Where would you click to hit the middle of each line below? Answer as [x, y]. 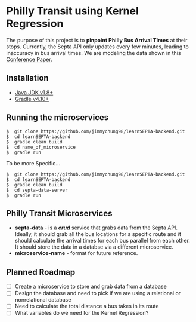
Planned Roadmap [41, 272]
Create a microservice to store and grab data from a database [91, 286]
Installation [27, 78]
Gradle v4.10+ [32, 99]
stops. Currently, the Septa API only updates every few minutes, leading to [97, 47]
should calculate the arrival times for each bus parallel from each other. [102, 241]
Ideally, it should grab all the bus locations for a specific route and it [98, 234]
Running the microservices [57, 118]
